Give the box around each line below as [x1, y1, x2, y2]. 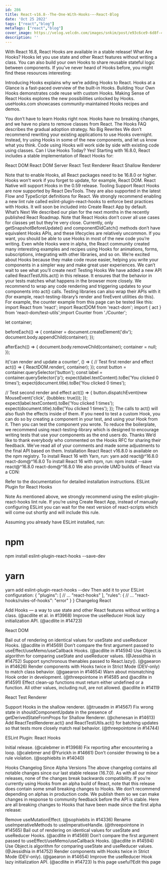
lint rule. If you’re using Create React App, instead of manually [31, 498, 158, 504]
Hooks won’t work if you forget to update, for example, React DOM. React [5, 177, 156, 183]
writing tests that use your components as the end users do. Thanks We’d [5, 432, 156, 438]
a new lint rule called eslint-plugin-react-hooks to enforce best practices [5, 198, 154, 204]
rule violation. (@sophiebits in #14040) [5, 755, 84, 761]
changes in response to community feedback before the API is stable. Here [5, 796, 159, 802]
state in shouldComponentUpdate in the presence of [5, 709, 113, 715]
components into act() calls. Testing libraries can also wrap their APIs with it [5, 288, 161, 294]
